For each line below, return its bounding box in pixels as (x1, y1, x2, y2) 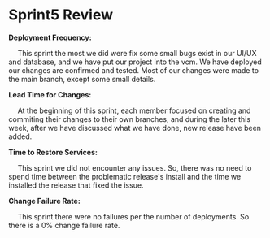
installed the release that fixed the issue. (8, 180, 144, 190)
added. (8, 132, 33, 141)
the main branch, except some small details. (8, 74, 156, 84)
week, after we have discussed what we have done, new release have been (8, 123, 262, 132)
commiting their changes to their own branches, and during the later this (8, 114, 250, 123)
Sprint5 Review (8, 6, 114, 24)
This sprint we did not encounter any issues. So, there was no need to (17, 162, 252, 172)
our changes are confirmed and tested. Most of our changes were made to (8, 65, 259, 75)
